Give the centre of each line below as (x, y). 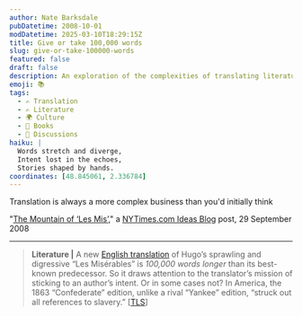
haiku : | (26, 143)
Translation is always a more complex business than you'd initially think (142, 202)
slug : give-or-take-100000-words (72, 51)
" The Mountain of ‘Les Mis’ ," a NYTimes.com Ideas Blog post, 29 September (151, 219)
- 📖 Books (36, 127)
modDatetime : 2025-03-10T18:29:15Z (76, 34)
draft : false (34, 68)
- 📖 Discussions (48, 135)
